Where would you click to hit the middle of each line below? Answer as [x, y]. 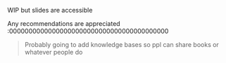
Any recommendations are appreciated [64, 23]
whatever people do [54, 52]
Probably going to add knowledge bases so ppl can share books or [122, 44]
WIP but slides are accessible [50, 10]
